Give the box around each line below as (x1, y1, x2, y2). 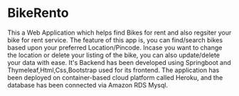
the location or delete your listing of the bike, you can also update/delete (7, 51, 221, 59)
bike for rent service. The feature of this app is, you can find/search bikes (7, 35, 223, 44)
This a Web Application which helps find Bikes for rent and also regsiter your (7, 28, 232, 37)
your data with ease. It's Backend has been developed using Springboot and (7, 58, 231, 66)
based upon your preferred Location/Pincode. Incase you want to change (7, 43, 223, 52)
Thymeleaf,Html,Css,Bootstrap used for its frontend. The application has (7, 66, 220, 74)
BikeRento (7, 5, 69, 21)
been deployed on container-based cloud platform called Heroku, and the (7, 73, 223, 82)
